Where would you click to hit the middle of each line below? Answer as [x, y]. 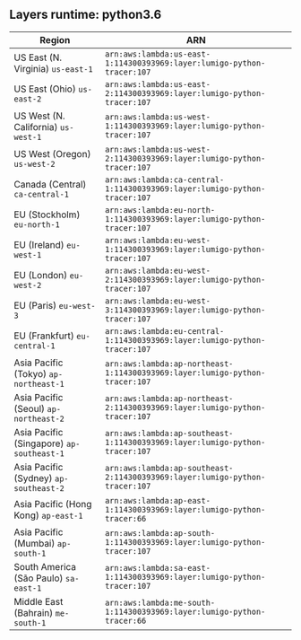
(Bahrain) [34, 612]
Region [55, 39]
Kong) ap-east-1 [48, 515]
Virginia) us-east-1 [53, 68]
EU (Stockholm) [47, 215]
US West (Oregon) [52, 153]
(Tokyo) [30, 373]
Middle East [39, 601]
